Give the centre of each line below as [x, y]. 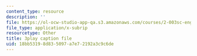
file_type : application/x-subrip [47, 28]
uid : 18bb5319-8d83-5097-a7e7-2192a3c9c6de [60, 44]
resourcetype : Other [31, 33]
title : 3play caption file [39, 38]
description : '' [26, 17]
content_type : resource [35, 11]
